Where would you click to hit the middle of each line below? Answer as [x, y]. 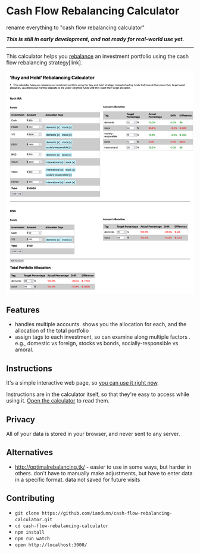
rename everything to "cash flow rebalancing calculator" [75, 27]
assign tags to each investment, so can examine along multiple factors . [102, 337]
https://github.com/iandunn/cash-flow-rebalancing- [107, 513]
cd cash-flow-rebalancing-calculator [62, 526]
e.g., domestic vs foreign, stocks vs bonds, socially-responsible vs [96, 343]
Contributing [30, 498]
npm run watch [32, 538]
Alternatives [30, 452]
